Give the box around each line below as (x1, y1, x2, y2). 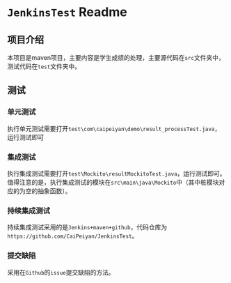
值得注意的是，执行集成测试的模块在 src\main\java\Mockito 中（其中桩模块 (7, 178, 219, 186)
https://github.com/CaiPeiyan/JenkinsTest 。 (7, 231, 138, 240)
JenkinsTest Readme (7, 4, 127, 20)
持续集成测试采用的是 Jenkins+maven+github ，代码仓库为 (7, 223, 168, 231)
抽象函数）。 (37, 186, 72, 195)
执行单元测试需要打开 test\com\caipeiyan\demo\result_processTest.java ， (7, 124, 221, 132)
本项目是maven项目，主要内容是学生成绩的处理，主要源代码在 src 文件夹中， (7, 54, 225, 61)
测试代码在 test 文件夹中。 (7, 62, 81, 70)
